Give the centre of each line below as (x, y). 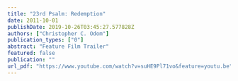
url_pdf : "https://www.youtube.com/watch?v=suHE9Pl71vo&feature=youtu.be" (120, 66)
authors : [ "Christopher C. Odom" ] (58, 33)
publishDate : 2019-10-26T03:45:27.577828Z (71, 27)
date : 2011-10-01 (33, 20)
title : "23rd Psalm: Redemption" (57, 14)
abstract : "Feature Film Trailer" (58, 46)
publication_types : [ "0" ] (45, 40)
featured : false (31, 54)
